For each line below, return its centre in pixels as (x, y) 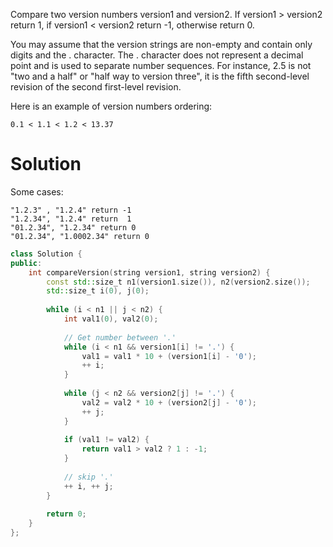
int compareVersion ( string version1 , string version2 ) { (149, 272)
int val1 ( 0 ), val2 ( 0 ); (111, 319)
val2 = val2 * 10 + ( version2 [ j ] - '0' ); (169, 402)
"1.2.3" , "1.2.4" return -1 (71, 210)
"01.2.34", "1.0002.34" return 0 (80, 236)
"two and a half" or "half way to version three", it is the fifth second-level (160, 76)
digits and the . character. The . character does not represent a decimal (157, 55)
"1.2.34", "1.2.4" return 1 (71, 219)
